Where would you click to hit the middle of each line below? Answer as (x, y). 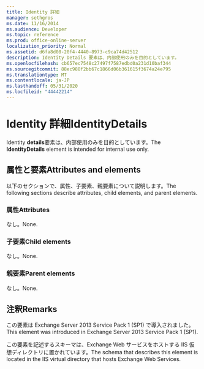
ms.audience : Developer (37, 29)
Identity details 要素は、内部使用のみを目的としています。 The (84, 142)
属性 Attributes (28, 210)
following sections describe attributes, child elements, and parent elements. (102, 192)
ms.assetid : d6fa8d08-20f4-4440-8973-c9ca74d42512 (72, 52)
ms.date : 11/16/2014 (33, 23)
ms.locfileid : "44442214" (39, 92)
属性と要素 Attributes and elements (74, 170)
